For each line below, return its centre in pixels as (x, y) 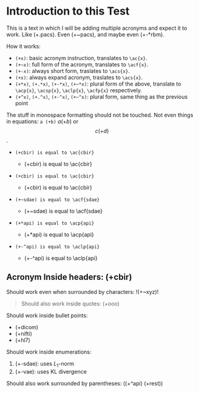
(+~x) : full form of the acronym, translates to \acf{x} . (82, 64)
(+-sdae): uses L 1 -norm (45, 364)
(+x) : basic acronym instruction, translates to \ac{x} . (81, 58)
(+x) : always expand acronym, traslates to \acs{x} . (79, 77)
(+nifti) (23, 333)
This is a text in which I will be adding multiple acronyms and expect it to (97, 28)
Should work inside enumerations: (49, 352)
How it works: (24, 46)
